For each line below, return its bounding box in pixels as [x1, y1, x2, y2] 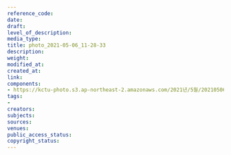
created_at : [7, 67, 41, 74]
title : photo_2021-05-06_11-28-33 [7, 42, 107, 49]
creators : [7, 106, 36, 112]
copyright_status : [7, 138, 60, 145]
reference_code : [7, 10, 54, 17]
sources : [7, 118, 32, 126]
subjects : [7, 112, 36, 119]
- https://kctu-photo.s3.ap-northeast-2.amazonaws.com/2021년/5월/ [7, 86, 201, 93]
